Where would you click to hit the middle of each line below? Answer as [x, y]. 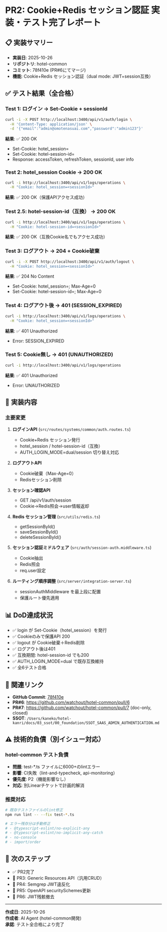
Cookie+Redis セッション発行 [50, 440]
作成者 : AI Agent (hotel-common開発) [43, 918]
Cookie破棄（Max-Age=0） [48, 474]
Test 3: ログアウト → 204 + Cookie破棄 [52, 251]
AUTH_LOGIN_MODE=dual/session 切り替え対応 [69, 452]
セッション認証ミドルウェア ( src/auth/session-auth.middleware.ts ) [82, 547]
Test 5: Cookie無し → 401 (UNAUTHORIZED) [59, 355]
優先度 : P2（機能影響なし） [40, 779]
